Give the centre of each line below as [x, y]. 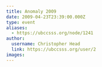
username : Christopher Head [46, 44]
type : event [21, 22]
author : [16, 38]
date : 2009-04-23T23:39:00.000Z [46, 17]
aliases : [17, 28]
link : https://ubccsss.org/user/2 [54, 50]
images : [16, 55]
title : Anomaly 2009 [32, 11]
